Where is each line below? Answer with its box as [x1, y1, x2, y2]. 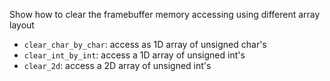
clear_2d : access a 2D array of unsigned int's [23, 60, 212, 71]
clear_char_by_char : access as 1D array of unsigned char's [23, 39, 267, 50]
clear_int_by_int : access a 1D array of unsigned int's [23, 49, 246, 61]
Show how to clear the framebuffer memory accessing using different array [9, 9, 321, 20]
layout [9, 19, 35, 31]
